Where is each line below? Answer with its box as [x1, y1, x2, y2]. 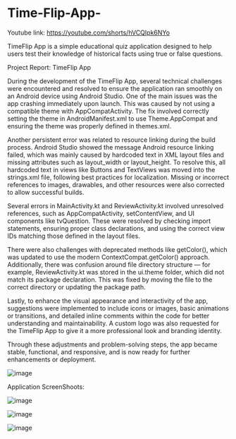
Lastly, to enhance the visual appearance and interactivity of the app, [7, 296, 209, 305]
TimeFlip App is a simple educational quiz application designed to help [7, 42, 213, 50]
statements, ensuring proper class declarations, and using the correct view [7, 224, 225, 232]
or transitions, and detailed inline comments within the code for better [7, 311, 210, 320]
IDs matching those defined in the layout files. [7, 231, 141, 240]
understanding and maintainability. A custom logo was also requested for [7, 319, 220, 327]
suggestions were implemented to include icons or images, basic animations [7, 303, 229, 312]
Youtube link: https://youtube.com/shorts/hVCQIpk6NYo [7, 28, 170, 37]
